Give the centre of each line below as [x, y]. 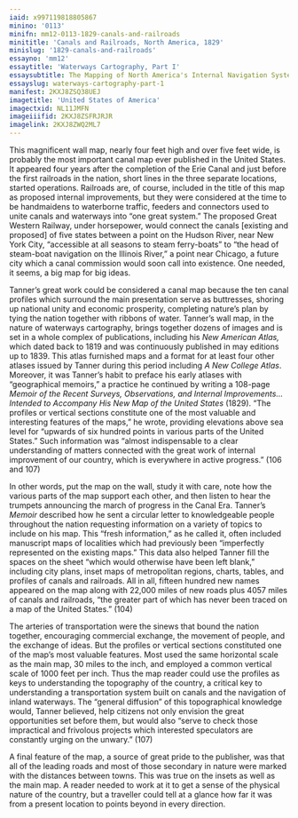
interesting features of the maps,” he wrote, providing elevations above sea [146, 422]
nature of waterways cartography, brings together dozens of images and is [146, 328]
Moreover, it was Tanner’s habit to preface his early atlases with [125, 375]
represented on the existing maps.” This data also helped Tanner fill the [139, 552]
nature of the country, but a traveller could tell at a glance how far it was [141, 794]
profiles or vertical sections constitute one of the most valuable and [133, 413]
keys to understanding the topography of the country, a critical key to [136, 683]
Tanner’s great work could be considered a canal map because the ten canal [149, 290]
